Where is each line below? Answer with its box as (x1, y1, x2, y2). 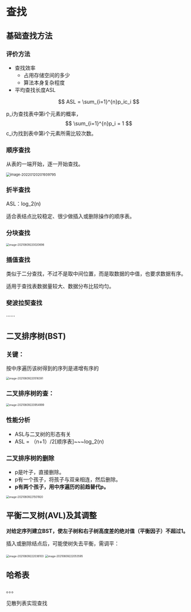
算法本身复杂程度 (23, 79, 65, 86)
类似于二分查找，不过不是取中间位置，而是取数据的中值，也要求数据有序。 (6, 270, 186, 277)
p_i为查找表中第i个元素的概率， (6, 110, 82, 117)
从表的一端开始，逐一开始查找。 (6, 160, 83, 168)
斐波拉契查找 (6, 299, 43, 307)
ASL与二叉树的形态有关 (14, 431, 72, 438)
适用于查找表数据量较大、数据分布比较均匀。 (6, 283, 115, 290)
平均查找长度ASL (14, 86, 56, 93)
